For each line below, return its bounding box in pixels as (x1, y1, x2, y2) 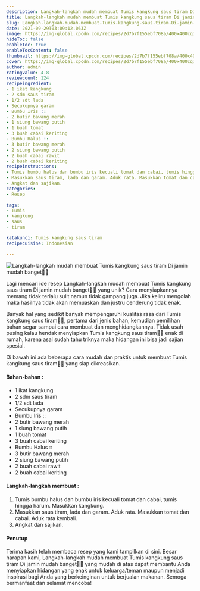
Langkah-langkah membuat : (6, 483, 79, 490)
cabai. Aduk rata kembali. (14, 515, 77, 522)
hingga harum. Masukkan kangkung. (14, 502, 105, 509)
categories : (6, 186, 36, 192)
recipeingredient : (6, 81, 52, 87)
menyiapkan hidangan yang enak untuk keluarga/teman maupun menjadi (6, 567, 185, 574)
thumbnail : (6, 53, 33, 59)
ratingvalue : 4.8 (6, 70, 49, 76)
